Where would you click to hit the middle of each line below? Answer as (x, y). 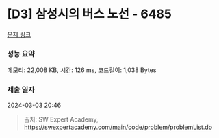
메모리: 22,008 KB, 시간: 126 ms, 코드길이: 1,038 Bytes (82, 70)
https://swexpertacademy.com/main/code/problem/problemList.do (118, 127)
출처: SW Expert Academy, (61, 119)
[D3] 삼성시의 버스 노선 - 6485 (90, 14)
